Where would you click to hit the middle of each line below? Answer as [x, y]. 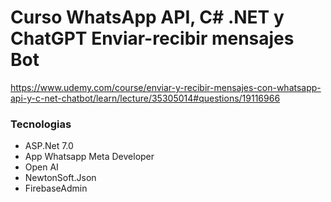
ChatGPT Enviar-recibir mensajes [152, 38]
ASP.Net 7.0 [49, 146]
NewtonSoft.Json [60, 178]
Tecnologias [41, 124]
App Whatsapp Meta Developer [89, 157]
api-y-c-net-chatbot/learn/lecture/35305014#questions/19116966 [145, 98]
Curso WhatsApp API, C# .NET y [147, 17]
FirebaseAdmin [56, 188]
